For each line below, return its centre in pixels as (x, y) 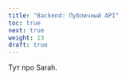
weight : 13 (26, 38)
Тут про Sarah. (33, 67)
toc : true (25, 23)
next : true (26, 30)
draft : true (28, 45)
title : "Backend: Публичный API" (64, 15)
